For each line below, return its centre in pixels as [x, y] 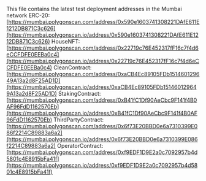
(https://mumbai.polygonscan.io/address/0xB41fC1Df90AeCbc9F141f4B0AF [102, 113]
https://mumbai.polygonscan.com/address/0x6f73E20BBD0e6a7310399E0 [103, 126]
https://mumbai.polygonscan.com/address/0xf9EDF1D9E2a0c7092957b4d [103, 152]
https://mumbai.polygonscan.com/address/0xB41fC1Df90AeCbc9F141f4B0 [103, 100]
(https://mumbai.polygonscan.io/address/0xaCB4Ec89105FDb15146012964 [101, 87]
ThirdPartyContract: [79, 120]
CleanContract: [72, 67]
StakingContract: [79, 94]
